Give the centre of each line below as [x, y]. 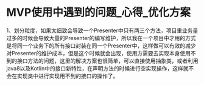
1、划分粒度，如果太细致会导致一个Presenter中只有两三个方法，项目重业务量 [102, 30]
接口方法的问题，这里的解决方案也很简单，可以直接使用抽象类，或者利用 [107, 61]
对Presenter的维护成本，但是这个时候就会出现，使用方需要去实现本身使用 [98, 53]
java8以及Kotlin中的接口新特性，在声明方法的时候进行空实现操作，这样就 [97, 68]
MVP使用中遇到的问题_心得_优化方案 [98, 12]
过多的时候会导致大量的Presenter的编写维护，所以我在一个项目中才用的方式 [101, 38]
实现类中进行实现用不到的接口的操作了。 [68, 76]
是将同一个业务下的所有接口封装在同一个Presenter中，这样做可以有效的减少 [101, 46]
